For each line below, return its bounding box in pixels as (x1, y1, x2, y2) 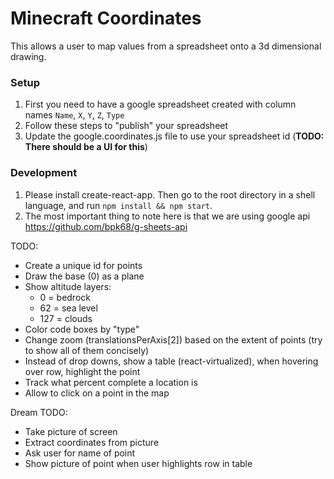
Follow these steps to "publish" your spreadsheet (24, 120, 229, 132)
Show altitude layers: (24, 280, 112, 292)
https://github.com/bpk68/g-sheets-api (24, 220, 188, 232)
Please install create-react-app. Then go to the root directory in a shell (24, 188, 316, 201)
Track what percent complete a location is (24, 376, 198, 388)
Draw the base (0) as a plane (24, 270, 145, 282)
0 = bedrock (39, 291, 91, 303)
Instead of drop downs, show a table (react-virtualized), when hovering (24, 355, 319, 367)
